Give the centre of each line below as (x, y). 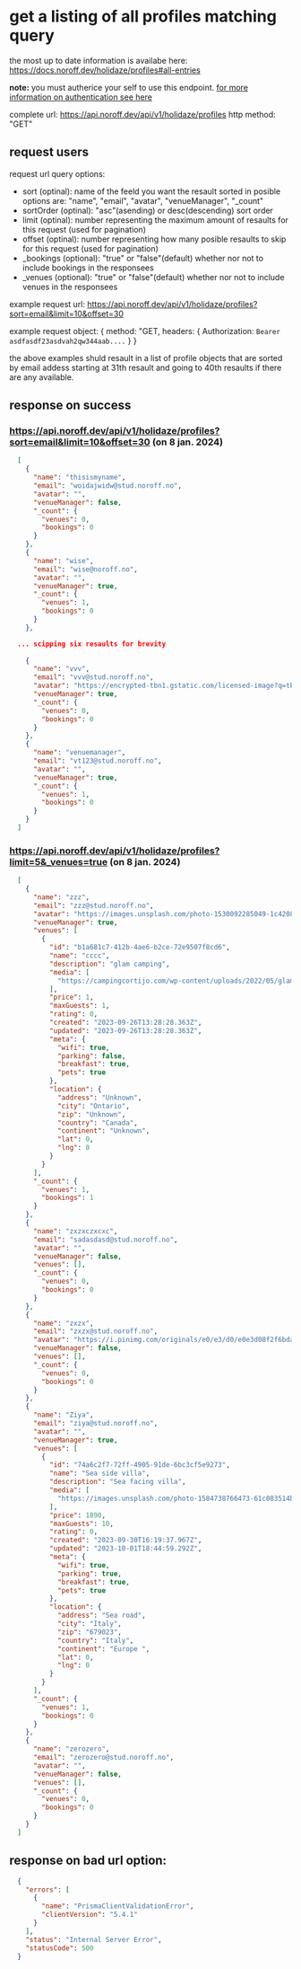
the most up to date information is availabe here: (99, 60)
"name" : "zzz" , (61, 897)
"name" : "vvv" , (61, 669)
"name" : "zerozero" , (71, 1749)
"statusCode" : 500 (60, 1948)
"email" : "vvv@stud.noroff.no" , (93, 677)
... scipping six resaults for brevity (92, 644)
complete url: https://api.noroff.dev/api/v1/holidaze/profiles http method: (142, 114)
